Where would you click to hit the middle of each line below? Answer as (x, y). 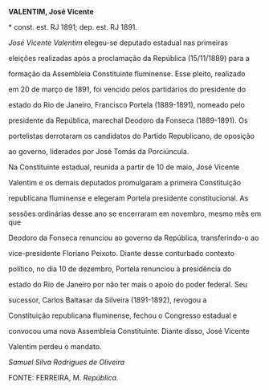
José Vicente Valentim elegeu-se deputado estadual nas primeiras (118, 43)
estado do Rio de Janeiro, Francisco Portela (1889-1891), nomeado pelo (126, 105)
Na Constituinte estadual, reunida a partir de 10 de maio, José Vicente (124, 167)
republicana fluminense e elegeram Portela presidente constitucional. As (128, 198)
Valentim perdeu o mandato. (55, 347)
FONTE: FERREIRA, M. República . (63, 378)
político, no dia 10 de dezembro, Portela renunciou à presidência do (120, 269)
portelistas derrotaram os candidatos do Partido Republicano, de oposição (132, 136)
